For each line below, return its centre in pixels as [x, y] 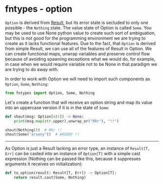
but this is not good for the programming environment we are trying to [75, 38]
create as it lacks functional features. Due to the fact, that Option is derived [81, 43]
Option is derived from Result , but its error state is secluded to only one [77, 23]
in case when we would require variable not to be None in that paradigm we [81, 64]
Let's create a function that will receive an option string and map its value [79, 102]
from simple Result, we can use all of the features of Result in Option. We [79, 48]
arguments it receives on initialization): [44, 164]
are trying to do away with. [32, 69]
